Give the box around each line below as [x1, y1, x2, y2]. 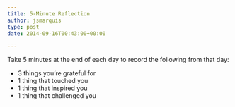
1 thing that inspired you [17, 84, 88, 92]
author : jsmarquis [7, 17, 62, 24]
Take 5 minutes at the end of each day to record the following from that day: [7, 56, 229, 64]
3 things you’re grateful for [17, 69, 96, 77]
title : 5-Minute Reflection [7, 10, 91, 18]
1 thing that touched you [17, 77, 88, 85]
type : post [7, 23, 40, 30]
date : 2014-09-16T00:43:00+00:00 [7, 30, 106, 37]
